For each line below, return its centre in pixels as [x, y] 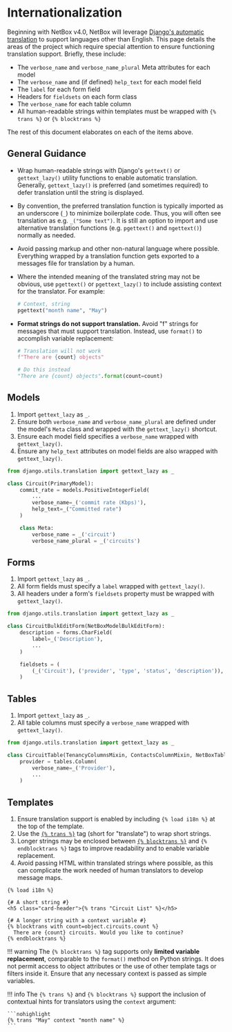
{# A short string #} [38, 903]
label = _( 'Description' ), [68, 639]
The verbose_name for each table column [74, 104]
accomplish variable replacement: [65, 338]
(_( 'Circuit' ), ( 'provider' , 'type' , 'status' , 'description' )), [128, 671]
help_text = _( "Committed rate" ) [77, 509]
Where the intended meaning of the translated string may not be [108, 276]
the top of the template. [50, 826]
